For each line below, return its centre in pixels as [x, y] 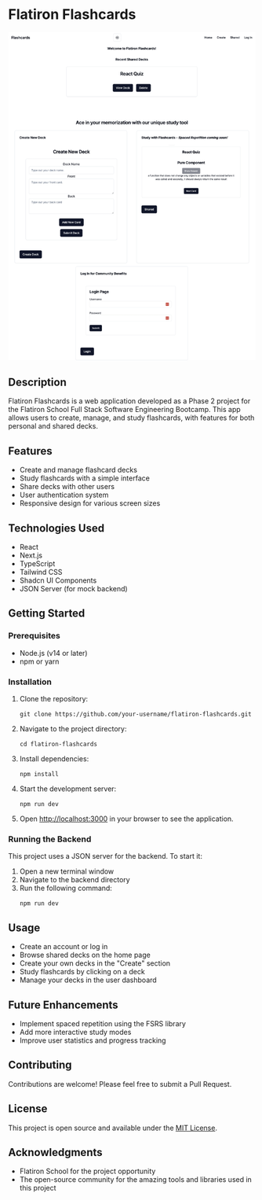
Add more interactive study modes [75, 1032]
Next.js [31, 555]
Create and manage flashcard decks [78, 470]
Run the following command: [65, 888]
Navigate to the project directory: [73, 729]
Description [37, 382]
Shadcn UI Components [58, 580]
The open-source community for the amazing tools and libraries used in [136, 1180]
